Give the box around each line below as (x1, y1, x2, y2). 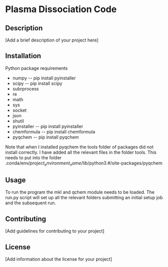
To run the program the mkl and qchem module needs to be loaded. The (5, 189, 155, 195)
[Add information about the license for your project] (5, 256, 112, 262)
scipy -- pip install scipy (12, 80, 63, 86)
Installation (5, 52, 41, 60)
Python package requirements (5, 65, 68, 71)
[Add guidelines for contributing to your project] (5, 228, 105, 234)
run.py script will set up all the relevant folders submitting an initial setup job (5, 195, 163, 201)
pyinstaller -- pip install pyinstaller (12, 123, 83, 129)
